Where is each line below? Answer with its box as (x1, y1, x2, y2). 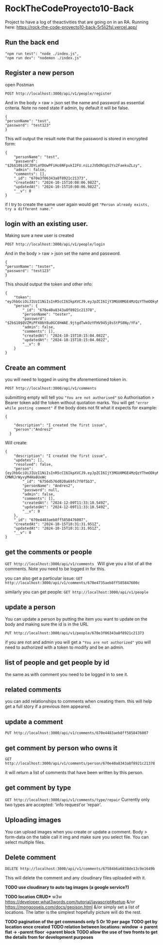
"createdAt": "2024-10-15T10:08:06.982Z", (14, 180, 101, 185)
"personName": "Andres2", (22, 483, 75, 489)
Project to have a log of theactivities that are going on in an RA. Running (5, 19, 149, 25)
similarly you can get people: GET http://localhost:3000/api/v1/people (5, 589, 149, 595)
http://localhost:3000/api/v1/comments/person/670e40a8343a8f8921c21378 (5, 761, 155, 766)
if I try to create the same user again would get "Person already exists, (5, 201, 149, 207)
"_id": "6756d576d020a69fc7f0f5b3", (22, 479, 97, 484)
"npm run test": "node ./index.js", (5, 51, 79, 56)
